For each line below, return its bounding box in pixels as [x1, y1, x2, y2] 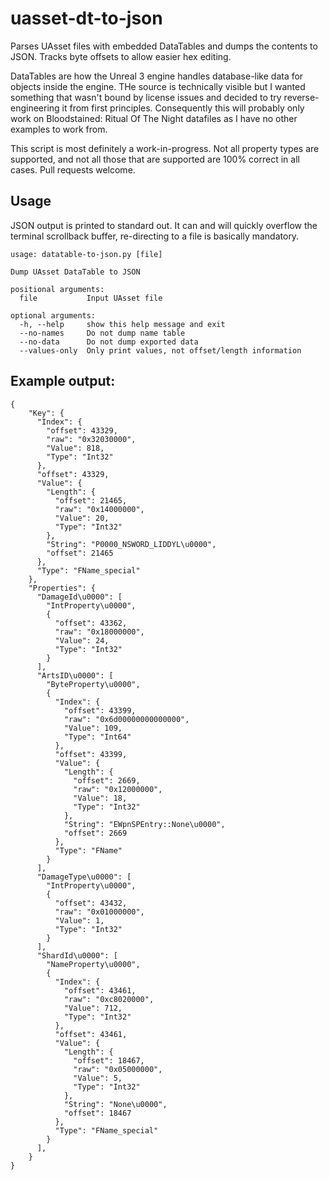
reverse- [283, 91, 320, 103]
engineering [10, 102, 60, 114]
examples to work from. [10, 123, 108, 135]
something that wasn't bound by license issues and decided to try [10, 91, 282, 103]
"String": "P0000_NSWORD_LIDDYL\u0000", [46, 539, 217, 549]
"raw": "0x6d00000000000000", [63, 714, 190, 724]
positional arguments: [10, 284, 105, 294]
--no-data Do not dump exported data [19, 337, 199, 347]
